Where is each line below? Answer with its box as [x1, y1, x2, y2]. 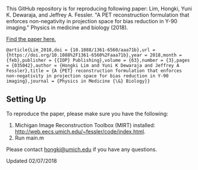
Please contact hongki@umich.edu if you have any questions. [6, 146, 158, 153]
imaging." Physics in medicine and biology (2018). [6, 24, 128, 31]
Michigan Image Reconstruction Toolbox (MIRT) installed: [14, 121, 156, 128]
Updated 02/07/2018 [6, 157, 58, 164]
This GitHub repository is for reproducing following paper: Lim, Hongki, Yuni [6, 5, 192, 12]
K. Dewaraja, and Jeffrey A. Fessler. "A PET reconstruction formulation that [6, 11, 190, 18]
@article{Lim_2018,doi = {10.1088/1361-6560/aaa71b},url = [6, 47, 156, 53]
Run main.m [14, 134, 45, 141]
